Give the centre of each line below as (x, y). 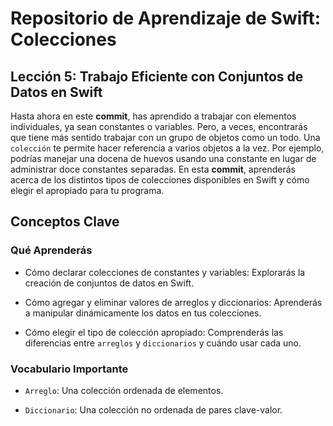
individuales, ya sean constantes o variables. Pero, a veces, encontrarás (159, 126)
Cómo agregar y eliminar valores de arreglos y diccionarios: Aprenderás (173, 302)
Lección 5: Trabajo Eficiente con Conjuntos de (157, 76)
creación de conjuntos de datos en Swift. (109, 283)
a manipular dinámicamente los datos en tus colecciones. (143, 313)
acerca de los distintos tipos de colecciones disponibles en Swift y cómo (160, 180)
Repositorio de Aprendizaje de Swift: (165, 18)
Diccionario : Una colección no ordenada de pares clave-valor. (153, 409)
